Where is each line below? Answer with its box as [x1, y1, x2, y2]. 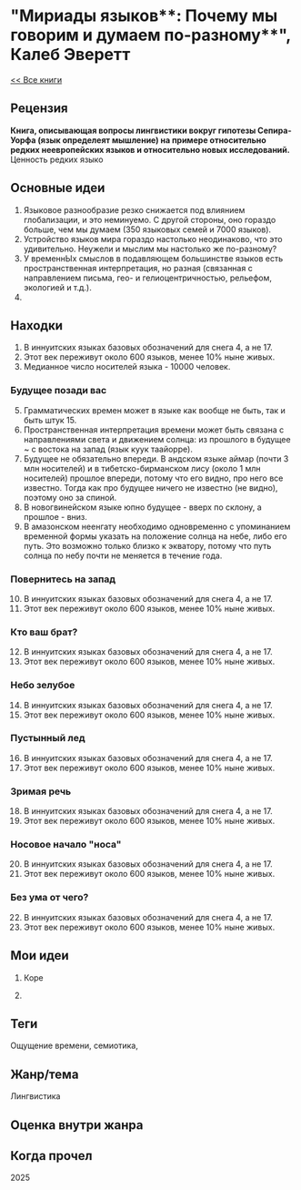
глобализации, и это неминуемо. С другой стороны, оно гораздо [23, 214, 276, 225]
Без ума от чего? [10, 891, 89, 904]
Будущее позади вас [10, 384, 107, 397]
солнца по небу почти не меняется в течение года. [23, 550, 223, 561]
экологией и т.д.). [23, 281, 92, 292]
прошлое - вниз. [23, 511, 87, 522]
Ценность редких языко [10, 154, 104, 165]
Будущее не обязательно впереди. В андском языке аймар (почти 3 [23, 453, 289, 464]
